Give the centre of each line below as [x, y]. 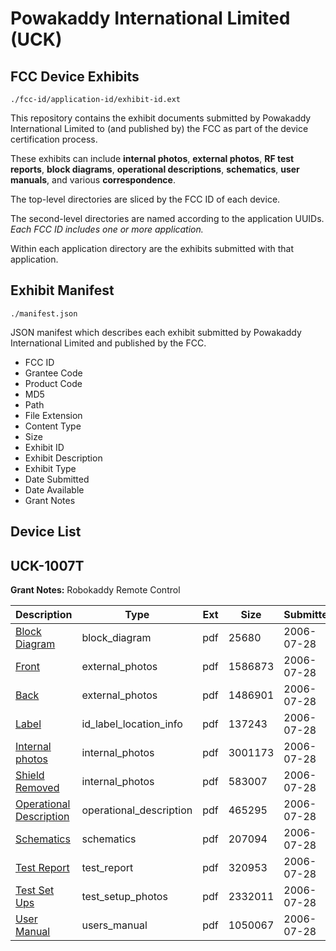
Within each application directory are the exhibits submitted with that [152, 248]
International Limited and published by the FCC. [108, 343]
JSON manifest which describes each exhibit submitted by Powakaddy [156, 332]
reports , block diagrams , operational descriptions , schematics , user [155, 169]
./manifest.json [44, 313]
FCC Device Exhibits [75, 76]
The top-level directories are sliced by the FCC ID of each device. [145, 199]
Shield [30, 775]
